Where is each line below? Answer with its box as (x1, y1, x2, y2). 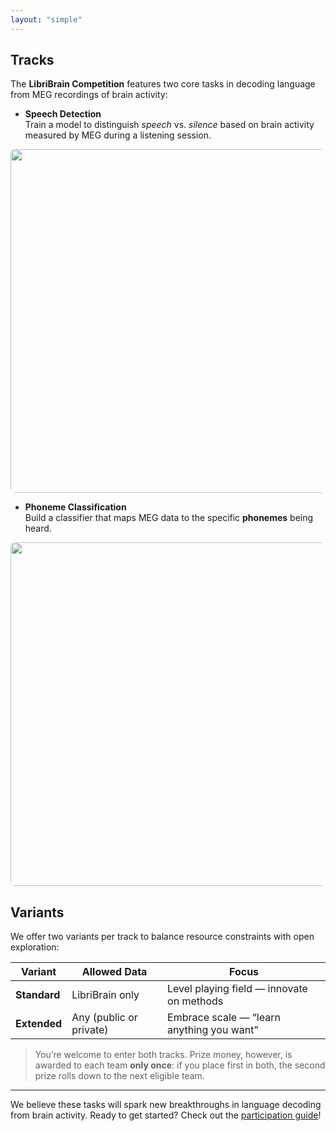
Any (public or (71, 1011, 138, 1025)
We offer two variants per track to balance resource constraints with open (10, 931, 315, 943)
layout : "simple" (10, 14, 83, 25)
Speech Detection (24, 108, 102, 120)
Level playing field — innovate (167, 982, 308, 996)
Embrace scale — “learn (167, 1011, 281, 1025)
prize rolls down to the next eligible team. (34, 1070, 205, 1082)
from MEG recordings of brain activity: (10, 89, 168, 101)
